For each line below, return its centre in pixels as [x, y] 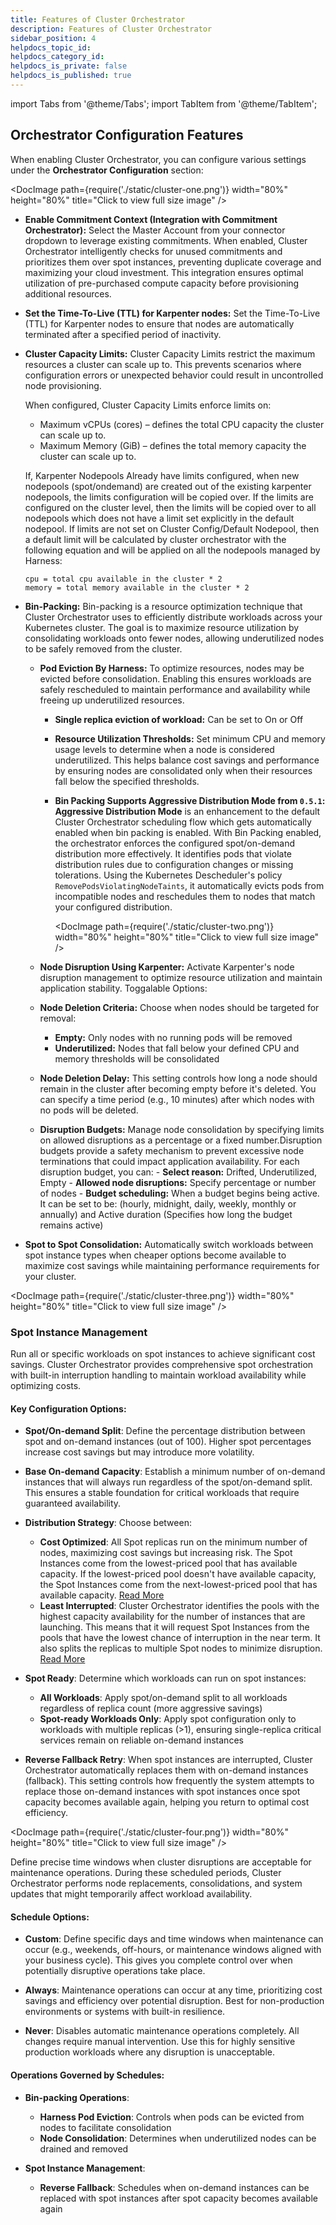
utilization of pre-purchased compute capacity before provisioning [162, 283]
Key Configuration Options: [68, 1408]
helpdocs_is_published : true [71, 76]
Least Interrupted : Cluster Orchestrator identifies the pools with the [179, 1606]
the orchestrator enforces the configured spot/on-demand [175, 843]
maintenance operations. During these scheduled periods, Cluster [146, 1873]
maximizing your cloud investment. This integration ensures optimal [164, 272]
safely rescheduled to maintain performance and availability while [175, 689]
